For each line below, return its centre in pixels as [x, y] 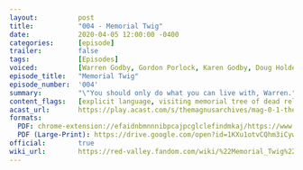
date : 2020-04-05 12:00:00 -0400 [94, 34]
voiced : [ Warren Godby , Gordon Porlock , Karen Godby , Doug [141, 68]
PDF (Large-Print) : [54, 135]
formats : [26, 118]
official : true [52, 143]
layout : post [52, 18]
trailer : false [54, 51]
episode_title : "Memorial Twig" [74, 76]
